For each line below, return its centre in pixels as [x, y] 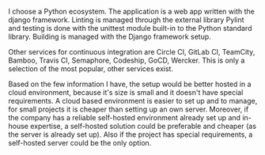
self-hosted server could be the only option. [80, 143]
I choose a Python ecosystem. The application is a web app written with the [131, 11]
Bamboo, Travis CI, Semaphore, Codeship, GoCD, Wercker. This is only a [127, 60]
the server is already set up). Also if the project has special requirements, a [131, 134]
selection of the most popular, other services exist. [91, 69]
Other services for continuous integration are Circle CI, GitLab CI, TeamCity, [132, 52]
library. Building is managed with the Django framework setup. [110, 36]
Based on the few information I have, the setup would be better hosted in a [130, 84]
